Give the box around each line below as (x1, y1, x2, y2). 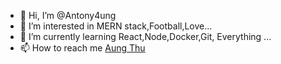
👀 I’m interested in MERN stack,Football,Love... (19, 20, 213, 32)
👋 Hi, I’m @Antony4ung (19, 10, 117, 21)
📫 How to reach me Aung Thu (19, 42, 146, 54)
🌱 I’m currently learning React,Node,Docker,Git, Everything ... (19, 31, 272, 42)
